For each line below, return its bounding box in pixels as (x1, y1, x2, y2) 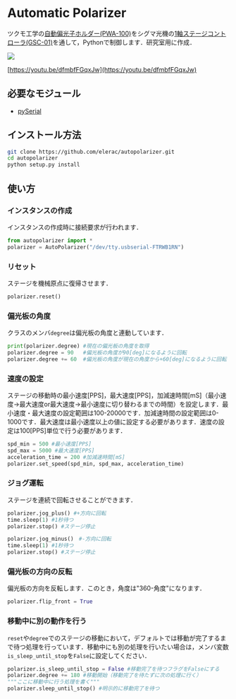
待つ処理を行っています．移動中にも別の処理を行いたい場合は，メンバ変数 (13, 643, 229, 651)
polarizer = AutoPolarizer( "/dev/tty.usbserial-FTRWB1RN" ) (7, 244, 185, 251)
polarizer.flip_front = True (7, 598, 93, 605)
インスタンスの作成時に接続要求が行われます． (7, 222, 143, 231)
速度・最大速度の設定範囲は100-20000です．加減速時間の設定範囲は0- (13, 409, 219, 417)
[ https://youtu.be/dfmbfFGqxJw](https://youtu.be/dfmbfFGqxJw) (7, 65, 197, 73)
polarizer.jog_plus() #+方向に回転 (7, 510, 107, 517)
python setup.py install (7, 161, 80, 169)
